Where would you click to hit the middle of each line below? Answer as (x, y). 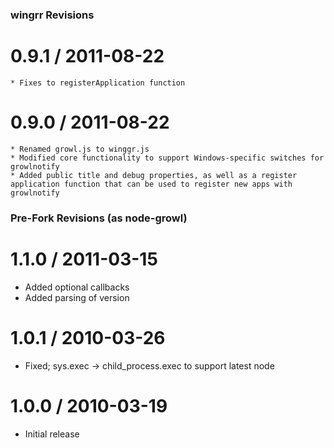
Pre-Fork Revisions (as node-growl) (99, 218)
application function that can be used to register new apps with (151, 184)
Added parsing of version (77, 297)
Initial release (52, 434)
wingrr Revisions (52, 15)
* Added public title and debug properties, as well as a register (154, 175)
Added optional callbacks (77, 287)
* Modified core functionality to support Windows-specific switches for (167, 158)
